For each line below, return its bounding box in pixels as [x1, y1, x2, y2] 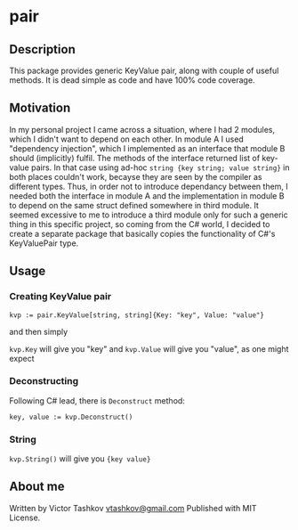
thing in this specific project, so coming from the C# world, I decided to [9, 218, 270, 229]
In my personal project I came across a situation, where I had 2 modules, [9, 124, 276, 135]
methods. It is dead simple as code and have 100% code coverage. [9, 75, 255, 86]
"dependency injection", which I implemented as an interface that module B [9, 143, 286, 153]
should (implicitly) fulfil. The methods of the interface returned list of [9, 152, 261, 163]
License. [9, 512, 41, 523]
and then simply [9, 326, 68, 337]
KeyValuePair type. [9, 238, 79, 249]
